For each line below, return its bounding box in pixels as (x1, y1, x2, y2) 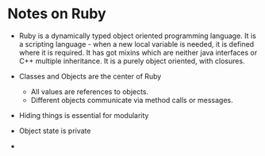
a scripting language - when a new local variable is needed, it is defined (18, 39, 255, 48)
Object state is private (18, 126, 91, 135)
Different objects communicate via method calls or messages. (30, 95, 233, 105)
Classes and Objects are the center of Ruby (18, 71, 162, 81)
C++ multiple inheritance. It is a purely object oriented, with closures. (18, 56, 245, 66)
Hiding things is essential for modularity (18, 110, 149, 120)
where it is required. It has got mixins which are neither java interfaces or (18, 48, 258, 57)
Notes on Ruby (7, 5, 106, 23)
